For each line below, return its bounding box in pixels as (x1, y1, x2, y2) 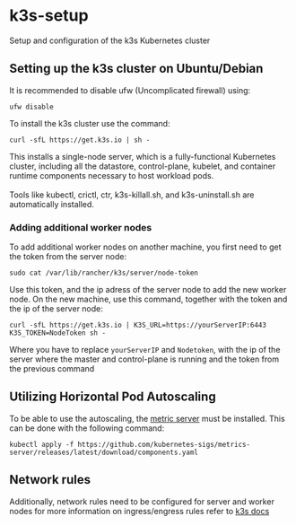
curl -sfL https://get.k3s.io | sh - (9, 136, 151, 144)
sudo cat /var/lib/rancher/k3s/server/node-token (9, 268, 199, 278)
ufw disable (9, 102, 54, 111)
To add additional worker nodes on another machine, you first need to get (9, 241, 282, 252)
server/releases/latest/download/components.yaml (9, 448, 199, 457)
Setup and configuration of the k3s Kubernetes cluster (9, 35, 211, 46)
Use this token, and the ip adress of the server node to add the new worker (9, 284, 287, 295)
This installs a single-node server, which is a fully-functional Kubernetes (9, 151, 276, 162)
